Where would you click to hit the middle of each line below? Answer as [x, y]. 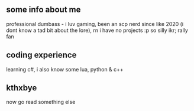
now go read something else [41, 102]
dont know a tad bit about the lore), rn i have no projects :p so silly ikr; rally [97, 30]
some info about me [43, 10]
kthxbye [22, 88]
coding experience [41, 55]
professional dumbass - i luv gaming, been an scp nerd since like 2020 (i [95, 24]
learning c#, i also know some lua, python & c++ [65, 69]
